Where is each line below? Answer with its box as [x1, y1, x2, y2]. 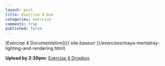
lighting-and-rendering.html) [5, 45, 65, 51]
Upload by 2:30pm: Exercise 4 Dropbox [5, 55, 90, 61]
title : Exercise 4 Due [5, 12, 54, 17]
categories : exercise [5, 17, 52, 22]
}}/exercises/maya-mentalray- [96, 40, 160, 46]
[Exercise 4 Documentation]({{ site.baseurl [5, 40, 96, 46]
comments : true [5, 21, 38, 27]
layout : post [5, 7, 33, 13]
